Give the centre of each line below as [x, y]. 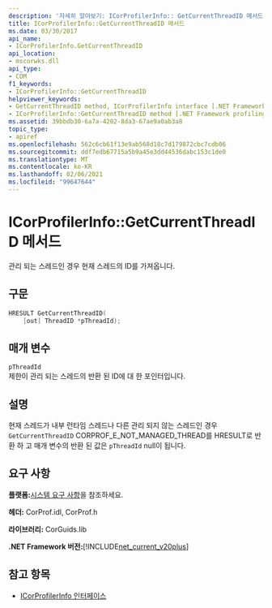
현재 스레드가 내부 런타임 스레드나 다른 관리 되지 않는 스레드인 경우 [113, 425]
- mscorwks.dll [34, 62]
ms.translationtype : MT [49, 159]
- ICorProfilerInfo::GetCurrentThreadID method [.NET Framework [119, 114]
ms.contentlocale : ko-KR [50, 167]
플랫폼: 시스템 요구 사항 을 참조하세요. [66, 494]
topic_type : [28, 129]
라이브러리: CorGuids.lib [48, 529]
